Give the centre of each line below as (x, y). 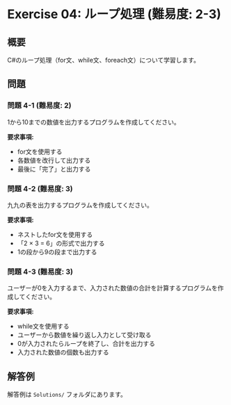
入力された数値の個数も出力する (63, 352)
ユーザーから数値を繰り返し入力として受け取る (84, 335)
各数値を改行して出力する (54, 160)
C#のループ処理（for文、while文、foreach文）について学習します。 (104, 60)
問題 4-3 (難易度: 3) (40, 272)
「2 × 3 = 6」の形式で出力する (61, 243)
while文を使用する (43, 327)
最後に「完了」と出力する (54, 169)
